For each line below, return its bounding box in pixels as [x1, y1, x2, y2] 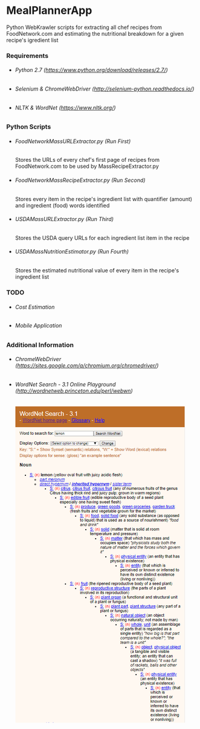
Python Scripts [6, 123, 51, 131]
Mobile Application [15, 322, 62, 329]
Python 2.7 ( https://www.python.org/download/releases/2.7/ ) [15, 66, 168, 74]
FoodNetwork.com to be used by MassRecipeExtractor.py [15, 162, 159, 170]
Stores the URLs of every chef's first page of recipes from [15, 156, 160, 164]
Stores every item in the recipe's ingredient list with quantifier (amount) [15, 195, 192, 202]
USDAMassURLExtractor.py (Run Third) [15, 216, 114, 223]
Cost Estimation [15, 303, 55, 310]
